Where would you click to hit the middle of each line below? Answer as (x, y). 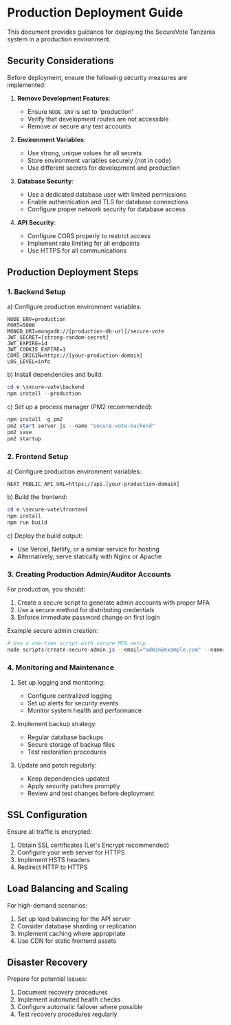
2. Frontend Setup (38, 456)
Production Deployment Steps (73, 272)
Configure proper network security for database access (106, 209)
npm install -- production (44, 394)
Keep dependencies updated (68, 779)
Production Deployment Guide (95, 13)
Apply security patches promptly (74, 785)
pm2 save (20, 432)
